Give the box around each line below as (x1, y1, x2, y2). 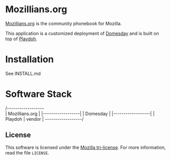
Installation (5, 54, 54, 65)
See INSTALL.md (5, 70, 41, 76)
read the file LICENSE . (5, 149, 50, 156)
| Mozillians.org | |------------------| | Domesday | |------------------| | (5, 111, 155, 117)
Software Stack (5, 88, 72, 100)
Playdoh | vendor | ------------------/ (5, 116, 84, 122)
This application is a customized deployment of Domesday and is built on (5, 30, 159, 36)
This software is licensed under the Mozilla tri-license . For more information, (5, 144, 166, 150)
